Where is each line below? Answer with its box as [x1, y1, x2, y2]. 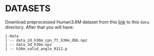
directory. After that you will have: [5, 24, 74, 30]
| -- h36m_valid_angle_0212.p [5, 46, 68, 51]
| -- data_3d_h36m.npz [5, 42, 52, 47]
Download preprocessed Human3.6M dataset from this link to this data [5, 19, 150, 25]
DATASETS [5, 3, 51, 14]
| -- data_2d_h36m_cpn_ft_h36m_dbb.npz [5, 37, 88, 43]
